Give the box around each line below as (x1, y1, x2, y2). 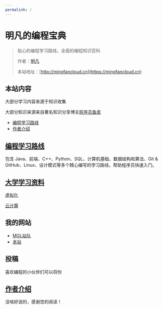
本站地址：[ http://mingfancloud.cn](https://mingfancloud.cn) (17, 68, 142, 74)
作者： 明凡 (17, 58, 40, 64)
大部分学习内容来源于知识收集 (5, 99, 66, 105)
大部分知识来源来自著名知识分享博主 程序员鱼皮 (5, 109, 101, 115)
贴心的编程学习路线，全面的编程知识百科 (17, 48, 100, 54)
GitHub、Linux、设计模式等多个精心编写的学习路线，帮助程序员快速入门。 (5, 162, 157, 168)
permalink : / (5, 7, 32, 12)
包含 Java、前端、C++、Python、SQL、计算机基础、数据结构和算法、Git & (5, 156, 158, 162)
